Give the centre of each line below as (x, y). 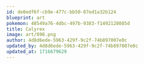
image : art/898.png (31, 35)
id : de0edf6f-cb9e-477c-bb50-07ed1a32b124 (61, 12)
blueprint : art (26, 18)
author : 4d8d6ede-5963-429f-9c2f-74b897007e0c (67, 40)
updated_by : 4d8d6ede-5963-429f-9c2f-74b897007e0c (72, 46)
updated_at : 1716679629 (37, 52)
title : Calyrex (26, 29)
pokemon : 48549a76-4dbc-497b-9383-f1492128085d (68, 23)
